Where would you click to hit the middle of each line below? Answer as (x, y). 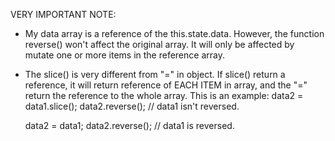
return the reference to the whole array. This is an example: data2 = (164, 95)
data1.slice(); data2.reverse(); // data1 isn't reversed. (132, 106)
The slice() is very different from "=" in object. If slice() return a (155, 74)
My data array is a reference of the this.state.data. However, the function (174, 33)
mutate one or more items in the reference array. (124, 55)
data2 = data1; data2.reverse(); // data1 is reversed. (129, 125)
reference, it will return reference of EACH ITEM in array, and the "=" (166, 85)
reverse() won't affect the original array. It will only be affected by (159, 44)
